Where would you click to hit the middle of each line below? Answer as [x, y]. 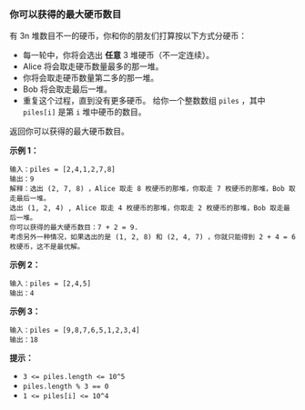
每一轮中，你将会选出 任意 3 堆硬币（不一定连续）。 [118, 55]
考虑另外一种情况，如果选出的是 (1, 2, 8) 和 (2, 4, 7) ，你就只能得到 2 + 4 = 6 [152, 237]
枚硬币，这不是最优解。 [47, 247]
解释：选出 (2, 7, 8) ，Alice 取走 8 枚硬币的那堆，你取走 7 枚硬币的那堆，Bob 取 [152, 189]
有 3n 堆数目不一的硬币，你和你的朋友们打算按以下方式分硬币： [128, 36]
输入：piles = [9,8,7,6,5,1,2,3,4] [75, 330]
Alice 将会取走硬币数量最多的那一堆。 [93, 66]
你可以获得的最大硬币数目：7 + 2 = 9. [74, 228]
